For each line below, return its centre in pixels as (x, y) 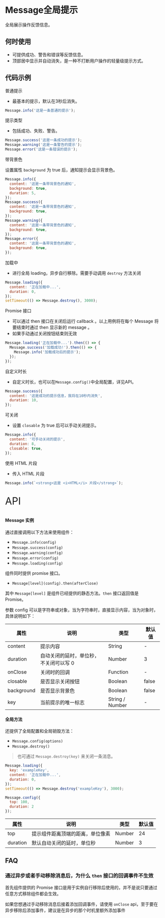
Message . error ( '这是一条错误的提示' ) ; (41, 149)
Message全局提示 (41, 10)
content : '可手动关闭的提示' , (37, 439)
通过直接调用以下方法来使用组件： (40, 532)
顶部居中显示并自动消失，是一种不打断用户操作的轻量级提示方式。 (79, 61)
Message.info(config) (34, 543)
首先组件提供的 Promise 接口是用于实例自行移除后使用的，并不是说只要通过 (81, 887)
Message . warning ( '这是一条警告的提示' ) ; (44, 145)
